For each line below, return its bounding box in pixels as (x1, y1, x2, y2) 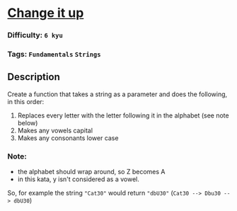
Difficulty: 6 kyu (7, 30, 64, 40)
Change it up (7, 5, 84, 21)
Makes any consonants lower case (17, 133, 119, 142)
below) (17, 118, 38, 127)
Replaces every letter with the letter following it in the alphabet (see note (17, 111, 229, 120)
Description (7, 71, 60, 83)
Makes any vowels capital (17, 126, 93, 135)
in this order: (7, 97, 45, 105)
